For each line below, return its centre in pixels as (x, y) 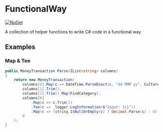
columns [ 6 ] (33, 98)
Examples (20, 47)
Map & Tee (18, 61)
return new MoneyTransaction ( (44, 80)
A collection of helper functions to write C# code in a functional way (73, 32)
